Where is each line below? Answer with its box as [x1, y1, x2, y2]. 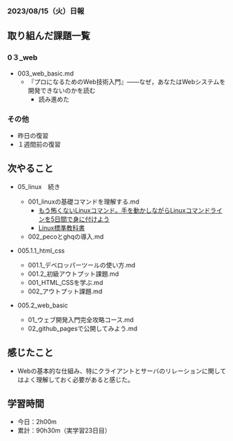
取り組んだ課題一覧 [7, 30, 90, 42]
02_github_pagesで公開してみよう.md [27, 324, 138, 332]
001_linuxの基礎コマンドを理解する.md [27, 197, 140, 206]
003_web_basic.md [17, 69, 74, 78]
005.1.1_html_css [17, 246, 65, 255]
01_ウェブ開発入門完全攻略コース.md [27, 315, 134, 323]
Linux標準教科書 [38, 223, 85, 232]
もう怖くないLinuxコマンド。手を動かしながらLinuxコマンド [38, 206, 211, 214]
